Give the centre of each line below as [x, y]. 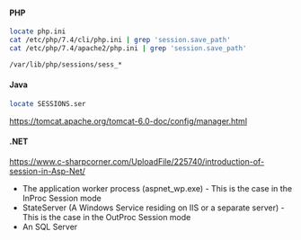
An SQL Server [50, 227]
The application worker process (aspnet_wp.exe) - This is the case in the [157, 188]
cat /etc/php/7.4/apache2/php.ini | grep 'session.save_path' [128, 48]
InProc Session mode [62, 198]
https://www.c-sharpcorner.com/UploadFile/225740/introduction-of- [137, 161]
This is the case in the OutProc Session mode [106, 217]
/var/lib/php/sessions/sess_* [66, 64]
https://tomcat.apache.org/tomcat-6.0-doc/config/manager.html [128, 120]
